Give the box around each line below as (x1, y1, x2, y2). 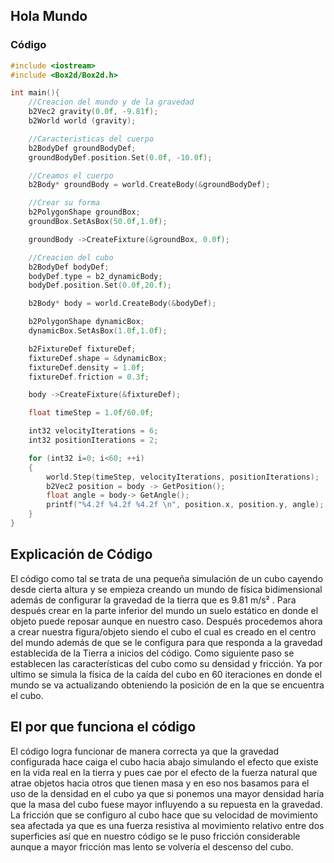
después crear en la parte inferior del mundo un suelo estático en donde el (10, 604, 319, 616)
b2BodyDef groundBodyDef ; (28, 143, 137, 153)
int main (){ (10, 88, 60, 98)
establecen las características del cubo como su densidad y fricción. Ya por (10, 657, 323, 669)
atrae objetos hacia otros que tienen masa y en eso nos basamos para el (10, 777, 310, 789)
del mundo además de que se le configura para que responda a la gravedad (10, 636, 323, 648)
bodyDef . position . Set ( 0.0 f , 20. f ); (28, 280, 172, 291)
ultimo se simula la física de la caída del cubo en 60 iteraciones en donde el (10, 668, 323, 680)
